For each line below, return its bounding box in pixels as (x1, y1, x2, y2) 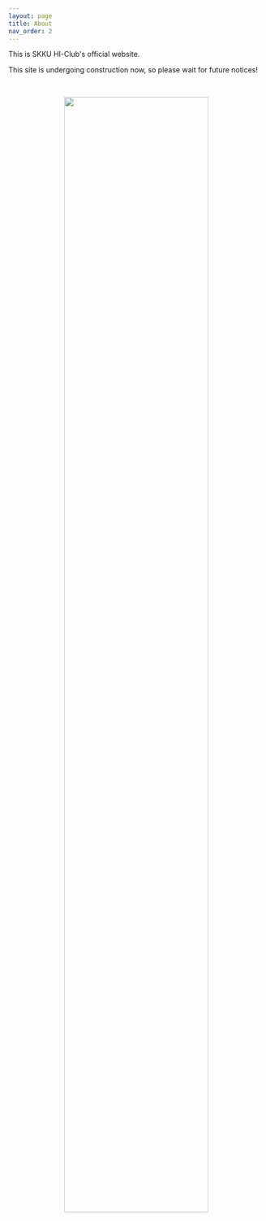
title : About (8, 20, 53, 28)
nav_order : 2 (8, 27, 53, 35)
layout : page (8, 11, 53, 20)
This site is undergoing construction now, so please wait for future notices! (8, 65, 258, 75)
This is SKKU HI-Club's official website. (8, 50, 140, 59)
